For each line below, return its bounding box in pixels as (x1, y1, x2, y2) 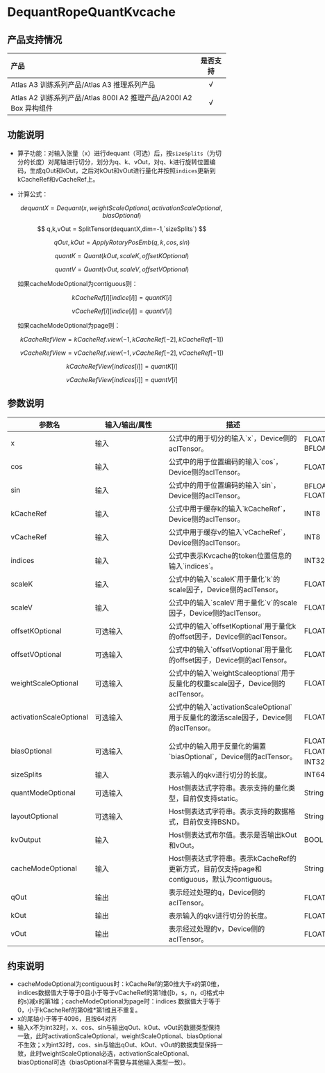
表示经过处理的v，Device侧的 (169, 923, 265, 933)
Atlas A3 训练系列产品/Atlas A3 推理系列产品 (10, 80, 156, 89)
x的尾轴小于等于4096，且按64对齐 (17, 1015, 117, 1023)
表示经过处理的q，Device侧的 (169, 887, 265, 897)
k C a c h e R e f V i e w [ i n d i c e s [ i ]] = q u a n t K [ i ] (65, 362, 178, 370)
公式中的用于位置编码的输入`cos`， (169, 456, 283, 466)
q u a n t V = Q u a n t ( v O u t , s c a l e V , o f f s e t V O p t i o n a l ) (54, 265, 190, 273)
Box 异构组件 (10, 104, 53, 113)
